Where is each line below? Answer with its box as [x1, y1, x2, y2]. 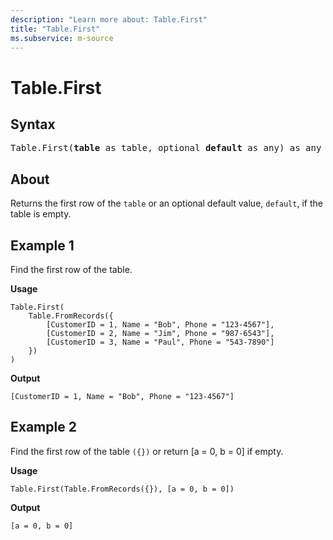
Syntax [10, 116, 56, 133]
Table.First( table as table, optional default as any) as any [10, 142, 322, 154]
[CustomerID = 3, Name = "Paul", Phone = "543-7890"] [46, 337, 275, 347]
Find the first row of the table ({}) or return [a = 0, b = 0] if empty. [10, 445, 284, 457]
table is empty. [10, 208, 72, 220]
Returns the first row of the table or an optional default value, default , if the [10, 197, 323, 210]
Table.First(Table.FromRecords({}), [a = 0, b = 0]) [10, 484, 235, 494]
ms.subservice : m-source [10, 33, 114, 43]
